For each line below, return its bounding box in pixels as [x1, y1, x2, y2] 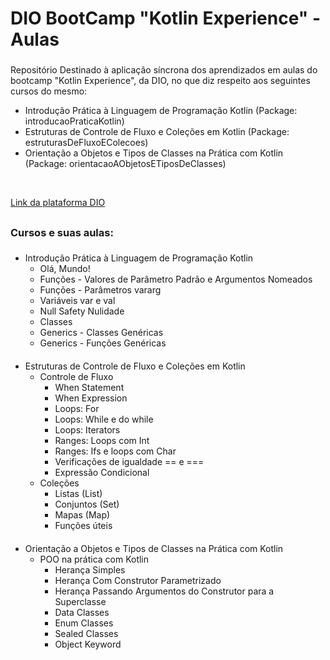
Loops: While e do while [54, 413, 154, 426]
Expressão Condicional [54, 467, 150, 479]
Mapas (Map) [54, 509, 111, 521]
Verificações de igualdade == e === [54, 456, 205, 468]
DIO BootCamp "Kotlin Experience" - [10, 7, 322, 30]
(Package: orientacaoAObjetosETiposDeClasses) [24, 158, 227, 170]
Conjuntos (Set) [54, 498, 120, 511]
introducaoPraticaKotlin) [24, 115, 125, 127]
